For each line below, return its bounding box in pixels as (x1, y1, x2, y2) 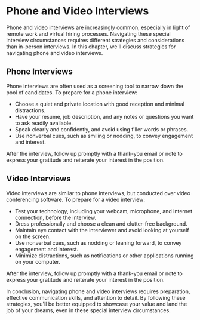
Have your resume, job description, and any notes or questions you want (14, 113, 194, 120)
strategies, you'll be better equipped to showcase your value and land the (6, 300, 187, 307)
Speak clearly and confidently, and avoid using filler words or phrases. (14, 125, 189, 133)
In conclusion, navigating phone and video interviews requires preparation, (6, 288, 190, 295)
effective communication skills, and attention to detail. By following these (6, 294, 186, 301)
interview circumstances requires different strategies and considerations (6, 36, 185, 44)
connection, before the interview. (14, 214, 97, 221)
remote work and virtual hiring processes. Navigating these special (6, 30, 171, 37)
